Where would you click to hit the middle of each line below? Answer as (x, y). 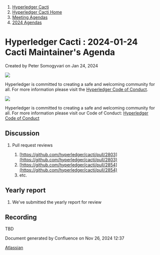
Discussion (22, 134)
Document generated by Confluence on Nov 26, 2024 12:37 (65, 238)
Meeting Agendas (30, 17)
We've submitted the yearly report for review (57, 202)
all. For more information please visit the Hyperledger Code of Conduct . (77, 89)
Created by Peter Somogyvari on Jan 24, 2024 (52, 65)
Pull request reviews (32, 145)
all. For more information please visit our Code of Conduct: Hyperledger (77, 113)
